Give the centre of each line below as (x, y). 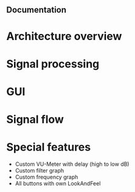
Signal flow (35, 119)
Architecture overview (64, 36)
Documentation (36, 10)
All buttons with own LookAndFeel (58, 183)
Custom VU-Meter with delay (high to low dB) (72, 164)
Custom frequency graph (47, 177)
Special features (49, 147)
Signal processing (53, 64)
